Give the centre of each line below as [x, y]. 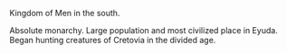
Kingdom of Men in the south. [65, 13]
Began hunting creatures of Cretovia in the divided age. [113, 40]
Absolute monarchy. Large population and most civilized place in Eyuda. [143, 30]
